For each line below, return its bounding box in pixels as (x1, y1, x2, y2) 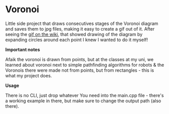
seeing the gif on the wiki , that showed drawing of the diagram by (5, 31, 143, 37)
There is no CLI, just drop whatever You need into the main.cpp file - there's (5, 92, 164, 98)
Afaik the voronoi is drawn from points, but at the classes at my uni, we (5, 56, 154, 62)
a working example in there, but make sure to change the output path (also (5, 98, 161, 104)
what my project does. (5, 72, 52, 78)
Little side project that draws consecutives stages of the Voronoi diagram (5, 20, 158, 26)
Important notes (5, 46, 41, 52)
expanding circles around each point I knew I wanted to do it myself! (5, 37, 148, 43)
